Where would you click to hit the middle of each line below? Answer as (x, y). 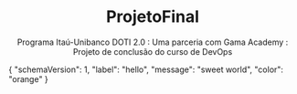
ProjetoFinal (153, 17)
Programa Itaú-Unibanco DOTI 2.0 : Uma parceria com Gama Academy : (153, 42)
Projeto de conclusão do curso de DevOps (153, 51)
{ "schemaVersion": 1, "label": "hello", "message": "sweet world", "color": (146, 69)
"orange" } (29, 78)
